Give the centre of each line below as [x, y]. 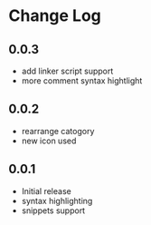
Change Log [55, 16]
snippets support [53, 210]
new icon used [49, 141]
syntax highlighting [57, 201]
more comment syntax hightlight [82, 81]
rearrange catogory [58, 131]
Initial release [46, 191]
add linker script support [67, 71]
